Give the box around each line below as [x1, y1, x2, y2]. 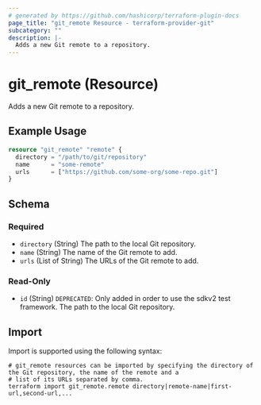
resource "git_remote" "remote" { [8, 145, 123, 153]
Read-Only [8, 276, 52, 287]
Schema [8, 197, 50, 210]
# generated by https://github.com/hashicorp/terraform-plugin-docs [8, 11, 240, 20]
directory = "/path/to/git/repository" [15, 152, 148, 161]
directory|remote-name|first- [132, 383, 232, 391]
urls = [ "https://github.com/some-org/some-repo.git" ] [15, 168, 218, 175]
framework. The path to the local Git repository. [19, 303, 175, 312]
